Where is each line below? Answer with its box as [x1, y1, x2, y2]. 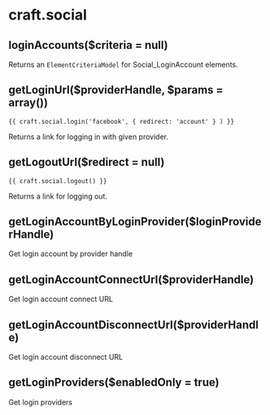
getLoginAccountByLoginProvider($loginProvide [8, 215, 262, 229]
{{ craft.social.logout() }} [8, 177, 107, 185]
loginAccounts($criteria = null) [8, 38, 168, 52]
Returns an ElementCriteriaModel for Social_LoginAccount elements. [8, 59, 238, 69]
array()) [8, 96, 49, 110]
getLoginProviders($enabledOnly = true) [8, 376, 220, 390]
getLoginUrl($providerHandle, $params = [8, 83, 224, 97]
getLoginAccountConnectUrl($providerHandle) [8, 273, 255, 286]
